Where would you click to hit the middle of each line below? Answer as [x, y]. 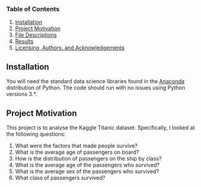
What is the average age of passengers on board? [77, 152]
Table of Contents [33, 9]
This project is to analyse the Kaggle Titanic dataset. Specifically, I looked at [100, 127]
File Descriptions [36, 35]
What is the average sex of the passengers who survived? [87, 171]
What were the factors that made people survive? [76, 145]
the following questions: [36, 134]
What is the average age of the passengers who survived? [87, 165]
